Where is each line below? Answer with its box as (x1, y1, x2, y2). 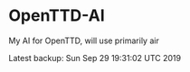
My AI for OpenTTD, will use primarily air (8, 35, 159, 46)
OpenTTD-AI (8, 5, 105, 26)
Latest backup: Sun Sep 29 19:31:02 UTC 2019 (8, 52, 182, 63)
